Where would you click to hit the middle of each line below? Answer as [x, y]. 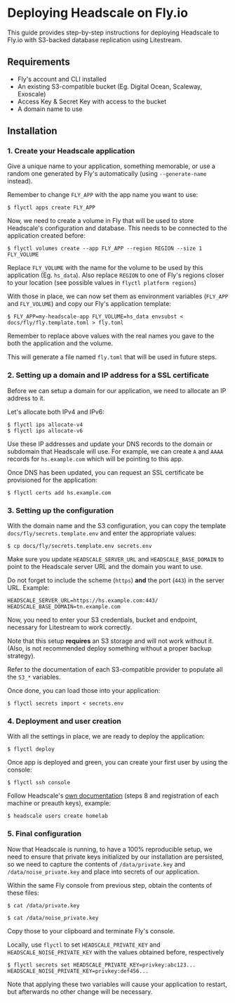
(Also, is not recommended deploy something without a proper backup [109, 649]
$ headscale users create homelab [58, 816]
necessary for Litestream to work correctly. [70, 627]
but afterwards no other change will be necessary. [80, 991]
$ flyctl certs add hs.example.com [59, 493]
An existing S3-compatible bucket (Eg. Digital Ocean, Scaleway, [110, 87]
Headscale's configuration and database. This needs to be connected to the [117, 228]
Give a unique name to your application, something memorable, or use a [112, 166]
